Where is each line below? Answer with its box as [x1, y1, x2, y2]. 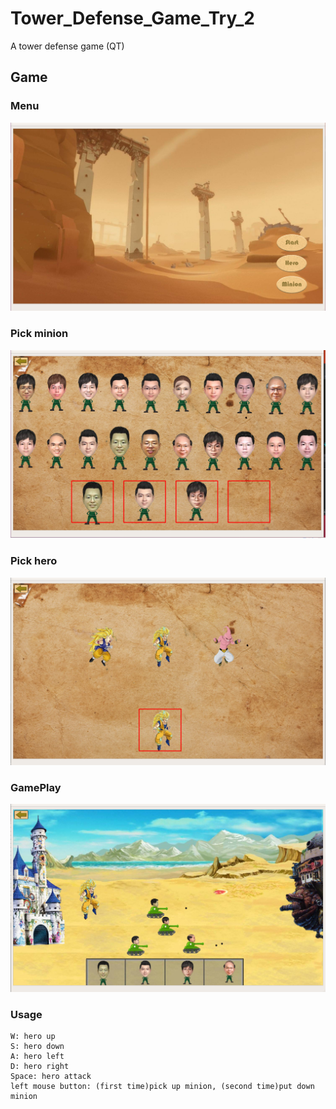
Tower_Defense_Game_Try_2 [10, 7, 256, 30]
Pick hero [10, 554, 58, 568]
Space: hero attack [10, 1072, 92, 1082]
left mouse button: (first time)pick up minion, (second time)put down [10, 1082, 315, 1092]
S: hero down [10, 1042, 65, 1052]
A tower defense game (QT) [10, 40, 125, 52]
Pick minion [10, 327, 69, 341]
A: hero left [10, 1052, 65, 1062]
